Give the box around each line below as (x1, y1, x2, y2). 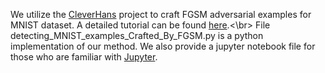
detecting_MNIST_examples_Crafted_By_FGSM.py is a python (10, 30, 264, 41)
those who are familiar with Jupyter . (10, 51, 158, 63)
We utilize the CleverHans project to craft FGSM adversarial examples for (10, 9, 312, 20)
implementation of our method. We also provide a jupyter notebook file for (10, 40, 316, 52)
